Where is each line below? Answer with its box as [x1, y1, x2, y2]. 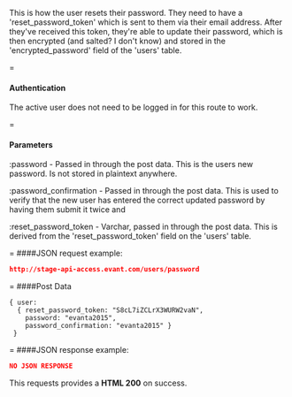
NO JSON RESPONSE [9, 362, 73, 370]
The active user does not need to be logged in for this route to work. [9, 102, 258, 113]
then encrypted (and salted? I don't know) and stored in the [9, 35, 227, 46]
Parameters [9, 139, 53, 149]
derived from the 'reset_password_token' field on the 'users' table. [9, 231, 252, 241]
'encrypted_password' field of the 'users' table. [9, 45, 182, 56]
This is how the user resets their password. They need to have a [9, 8, 243, 18]
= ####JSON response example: [9, 345, 129, 355]
